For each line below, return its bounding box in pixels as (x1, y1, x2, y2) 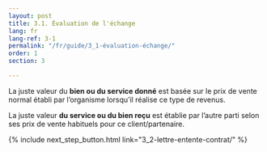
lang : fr (8, 27, 38, 35)
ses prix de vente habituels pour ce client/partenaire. (8, 119, 184, 129)
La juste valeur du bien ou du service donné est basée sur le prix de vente (8, 86, 257, 95)
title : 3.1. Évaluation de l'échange (8, 19, 136, 27)
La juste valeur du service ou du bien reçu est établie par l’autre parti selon (8, 110, 260, 120)
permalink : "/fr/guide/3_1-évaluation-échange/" (8, 42, 176, 50)
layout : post (8, 11, 53, 20)
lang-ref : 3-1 (8, 34, 57, 43)
